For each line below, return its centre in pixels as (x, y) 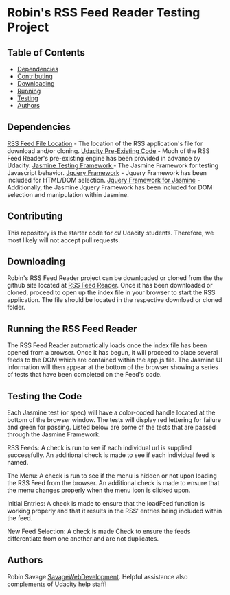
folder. (16, 307)
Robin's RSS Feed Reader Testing (104, 13)
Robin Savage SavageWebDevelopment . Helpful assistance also (97, 576)
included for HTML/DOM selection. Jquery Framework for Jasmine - (104, 180)
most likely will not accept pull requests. (64, 240)
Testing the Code (45, 396)
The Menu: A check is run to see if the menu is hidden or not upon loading (112, 476)
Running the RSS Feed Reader (72, 328)
